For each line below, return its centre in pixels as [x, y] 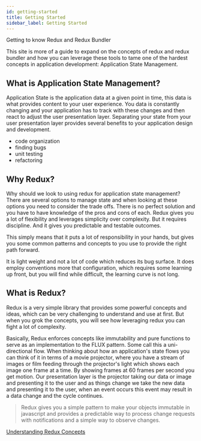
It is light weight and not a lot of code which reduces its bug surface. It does [100, 261]
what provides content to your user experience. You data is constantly [93, 104]
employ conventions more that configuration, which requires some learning [99, 268]
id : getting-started [32, 12]
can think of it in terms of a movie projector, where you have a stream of [95, 357]
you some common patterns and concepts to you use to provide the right [97, 243]
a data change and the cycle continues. [55, 395]
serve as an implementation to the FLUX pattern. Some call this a [86, 344]
